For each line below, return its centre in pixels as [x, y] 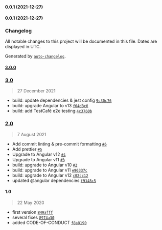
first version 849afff [33, 212]
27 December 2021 [36, 91]
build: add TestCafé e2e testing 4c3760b [52, 111]
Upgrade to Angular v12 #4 [39, 154]
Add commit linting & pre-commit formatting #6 [59, 144]
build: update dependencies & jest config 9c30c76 [62, 100]
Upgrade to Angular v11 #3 [38, 159]
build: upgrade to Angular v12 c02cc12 [50, 175]
